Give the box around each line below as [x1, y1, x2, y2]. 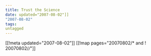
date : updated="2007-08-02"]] [5, 12, 69, 17]
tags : [5, 21, 17, 27]
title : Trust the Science [5, 7, 60, 13]
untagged [5, 26, 24, 31]
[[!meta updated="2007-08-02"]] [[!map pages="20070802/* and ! [5, 40, 146, 46]
